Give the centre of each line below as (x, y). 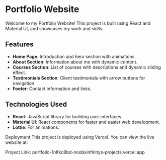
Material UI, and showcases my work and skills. (54, 28)
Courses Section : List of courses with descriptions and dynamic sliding (87, 67)
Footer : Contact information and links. (52, 89)
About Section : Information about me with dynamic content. (75, 62)
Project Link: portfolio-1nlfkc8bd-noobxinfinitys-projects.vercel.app (75, 152)
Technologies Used (36, 104)
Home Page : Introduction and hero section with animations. (74, 56)
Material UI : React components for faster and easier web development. (86, 122)
